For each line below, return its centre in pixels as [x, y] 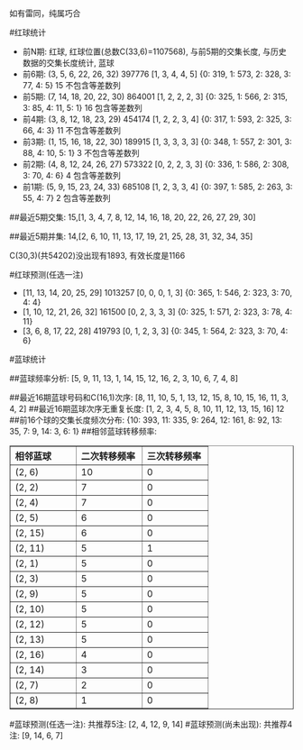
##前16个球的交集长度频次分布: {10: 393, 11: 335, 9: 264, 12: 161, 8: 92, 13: [146, 420]
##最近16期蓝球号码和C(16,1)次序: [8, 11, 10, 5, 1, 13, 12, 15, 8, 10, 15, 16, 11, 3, [149, 398]
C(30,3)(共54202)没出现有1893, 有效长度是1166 [97, 256]
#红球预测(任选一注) [46, 274]
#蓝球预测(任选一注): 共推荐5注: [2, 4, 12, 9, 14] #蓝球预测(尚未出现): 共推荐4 [151, 724]
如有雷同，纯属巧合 [45, 13]
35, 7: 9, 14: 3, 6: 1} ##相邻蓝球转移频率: [83, 431]
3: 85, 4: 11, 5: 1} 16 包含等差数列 [82, 108]
